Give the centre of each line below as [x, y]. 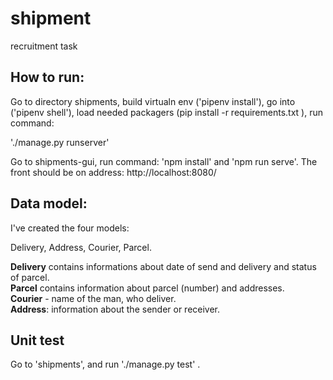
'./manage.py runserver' [60, 142]
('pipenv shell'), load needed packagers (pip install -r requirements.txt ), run [166, 112]
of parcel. [30, 277]
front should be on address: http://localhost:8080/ [113, 172]
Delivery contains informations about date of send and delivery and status [163, 266]
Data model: [49, 203]
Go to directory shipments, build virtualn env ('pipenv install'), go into [153, 101]
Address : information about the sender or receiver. [115, 309]
